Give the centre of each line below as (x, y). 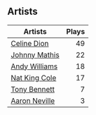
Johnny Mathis (35, 54)
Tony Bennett (33, 89)
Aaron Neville (33, 100)
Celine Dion (30, 43)
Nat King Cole (34, 78)
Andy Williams (34, 66)
